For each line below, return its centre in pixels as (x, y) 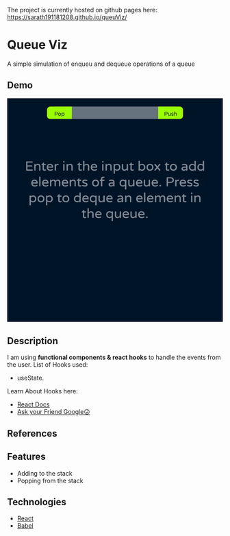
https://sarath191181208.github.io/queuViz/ (67, 17)
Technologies (37, 502)
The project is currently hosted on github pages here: (82, 10)
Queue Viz (38, 45)
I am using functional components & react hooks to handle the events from (114, 357)
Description (33, 341)
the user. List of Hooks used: (48, 365)
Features (26, 457)
